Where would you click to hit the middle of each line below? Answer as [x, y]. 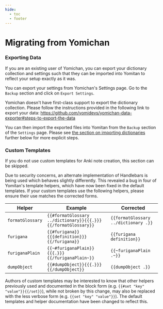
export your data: [22, 113]
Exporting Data [23, 58]
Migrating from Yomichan [57, 42]
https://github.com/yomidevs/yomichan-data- [86, 113]
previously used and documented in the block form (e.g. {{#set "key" [75, 286]
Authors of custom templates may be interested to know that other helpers [80, 281]
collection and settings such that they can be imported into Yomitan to [75, 73]
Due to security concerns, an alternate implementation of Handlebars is [76, 176]
